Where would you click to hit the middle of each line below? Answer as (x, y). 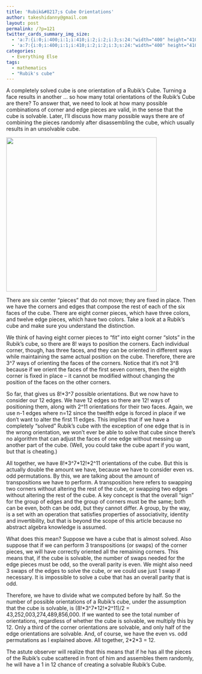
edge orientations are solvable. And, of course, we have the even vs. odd (97, 634)
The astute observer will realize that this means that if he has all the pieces (99, 652)
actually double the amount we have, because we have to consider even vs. (100, 470)
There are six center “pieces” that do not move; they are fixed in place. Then (101, 300)
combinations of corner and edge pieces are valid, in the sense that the (95, 110)
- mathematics (29, 68)
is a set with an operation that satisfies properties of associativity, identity (97, 514)
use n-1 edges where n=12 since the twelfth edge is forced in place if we (96, 413)
